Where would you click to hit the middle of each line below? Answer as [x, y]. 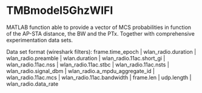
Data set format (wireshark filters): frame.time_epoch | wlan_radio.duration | [101, 51]
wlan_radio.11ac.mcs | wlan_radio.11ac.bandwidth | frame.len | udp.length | [99, 77]
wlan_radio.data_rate [32, 84]
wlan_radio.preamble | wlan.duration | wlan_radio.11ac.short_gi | [86, 58]
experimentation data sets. [40, 40]
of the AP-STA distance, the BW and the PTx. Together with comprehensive [101, 33]
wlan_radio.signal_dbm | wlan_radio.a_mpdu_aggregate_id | [80, 71]
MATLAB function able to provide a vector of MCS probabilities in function [99, 27]
